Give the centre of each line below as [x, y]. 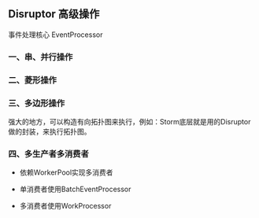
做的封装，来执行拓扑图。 [50, 131]
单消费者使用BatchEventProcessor [75, 189]
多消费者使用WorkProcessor [65, 206]
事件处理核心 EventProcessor [55, 35]
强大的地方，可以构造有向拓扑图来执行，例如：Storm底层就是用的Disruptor [129, 121]
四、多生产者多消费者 [48, 153]
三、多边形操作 [37, 103]
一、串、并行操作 [41, 57]
